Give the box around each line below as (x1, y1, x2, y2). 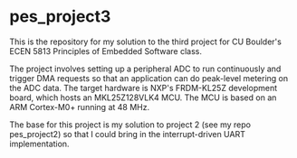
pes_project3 (9, 6, 111, 27)
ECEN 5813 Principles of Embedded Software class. (9, 45, 202, 56)
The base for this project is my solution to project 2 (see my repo (9, 119, 252, 130)
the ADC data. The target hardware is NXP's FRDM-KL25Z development (9, 82, 278, 93)
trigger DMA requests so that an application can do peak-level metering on (9, 72, 289, 83)
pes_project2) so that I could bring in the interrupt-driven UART (9, 128, 246, 139)
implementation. (9, 138, 70, 149)
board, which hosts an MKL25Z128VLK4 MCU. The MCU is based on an (9, 92, 277, 103)
